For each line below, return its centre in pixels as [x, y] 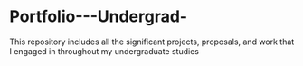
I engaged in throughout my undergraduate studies [104, 51]
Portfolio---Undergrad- [99, 17]
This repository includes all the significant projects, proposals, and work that [152, 42]
